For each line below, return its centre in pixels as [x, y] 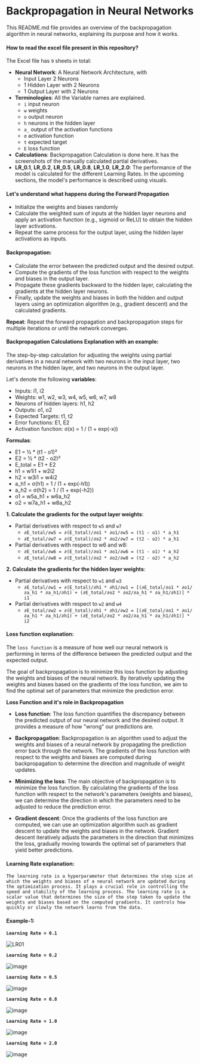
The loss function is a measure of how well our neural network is [87, 647]
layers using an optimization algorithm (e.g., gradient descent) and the [101, 304]
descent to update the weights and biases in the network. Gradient [97, 831]
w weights [36, 110]
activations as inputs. [41, 239]
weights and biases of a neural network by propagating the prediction [101, 744]
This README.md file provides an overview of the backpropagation [89, 27]
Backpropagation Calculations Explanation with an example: [83, 342]
